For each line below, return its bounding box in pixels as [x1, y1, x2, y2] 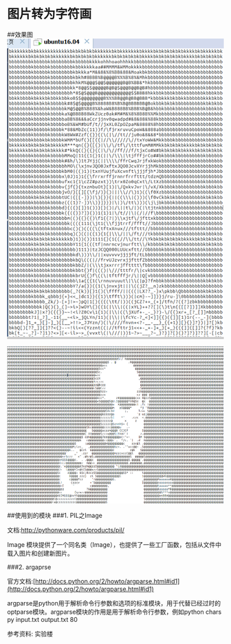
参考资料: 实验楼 [7, 630, 53, 638]
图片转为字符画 [7, 6, 92, 22]
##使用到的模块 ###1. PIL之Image [7, 511, 103, 520]
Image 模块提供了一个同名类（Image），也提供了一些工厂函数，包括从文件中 [7, 541, 222, 549]
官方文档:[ [7, 577, 36, 585]
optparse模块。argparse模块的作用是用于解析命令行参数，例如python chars [7, 607, 222, 616]
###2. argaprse [7, 563, 52, 572]
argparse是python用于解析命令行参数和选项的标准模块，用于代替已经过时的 [7, 599, 221, 607]
